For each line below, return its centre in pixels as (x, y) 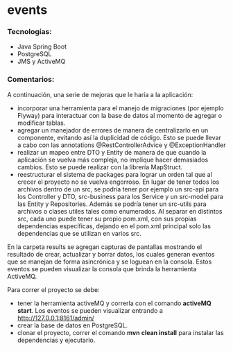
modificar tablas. (41, 123)
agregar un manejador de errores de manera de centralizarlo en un (113, 130)
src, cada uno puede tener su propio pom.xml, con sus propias (107, 219)
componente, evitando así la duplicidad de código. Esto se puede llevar (119, 137)
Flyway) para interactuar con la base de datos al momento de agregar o (120, 115)
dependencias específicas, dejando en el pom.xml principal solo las (114, 226)
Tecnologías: (29, 32)
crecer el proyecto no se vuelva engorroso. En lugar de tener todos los (118, 182)
